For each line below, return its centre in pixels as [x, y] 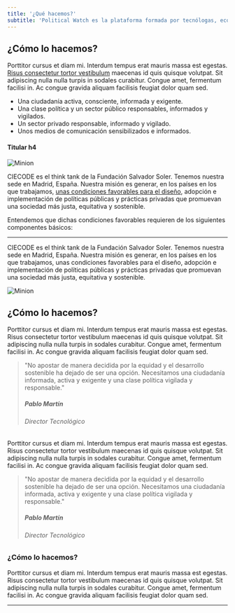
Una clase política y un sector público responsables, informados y [113, 109]
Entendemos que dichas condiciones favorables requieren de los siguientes [116, 220]
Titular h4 [22, 147]
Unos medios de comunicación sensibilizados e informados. [104, 131]
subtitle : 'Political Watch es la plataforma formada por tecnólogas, [112, 20]
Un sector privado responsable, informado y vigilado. [94, 124]
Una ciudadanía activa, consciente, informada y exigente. [100, 102]
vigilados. [31, 116]
